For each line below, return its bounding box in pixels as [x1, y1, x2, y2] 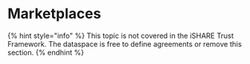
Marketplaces [7, 5, 101, 23]
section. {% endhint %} [7, 47, 85, 57]
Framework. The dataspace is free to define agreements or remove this [7, 39, 242, 48]
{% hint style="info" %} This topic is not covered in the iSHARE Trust [7, 31, 234, 40]
